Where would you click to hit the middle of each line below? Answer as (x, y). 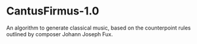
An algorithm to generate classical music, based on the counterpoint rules (98, 28)
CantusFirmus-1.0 (53, 11)
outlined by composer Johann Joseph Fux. (60, 34)
